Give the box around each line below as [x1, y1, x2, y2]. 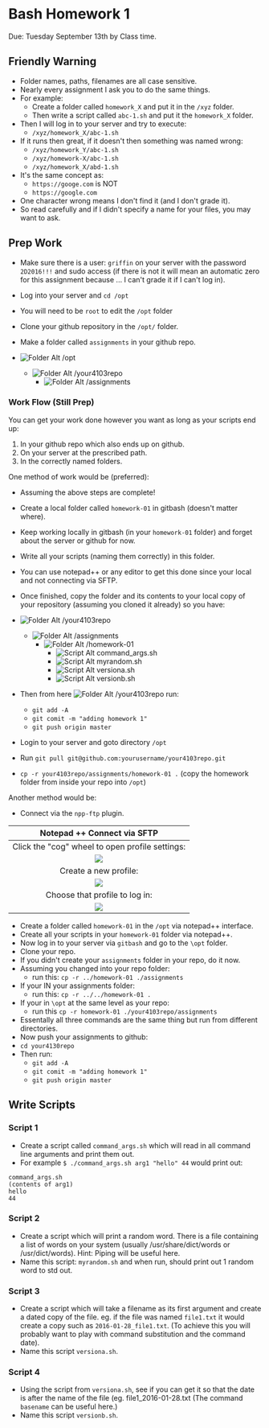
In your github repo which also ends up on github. [19, 439, 185, 449]
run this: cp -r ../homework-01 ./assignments [31, 972, 184, 981]
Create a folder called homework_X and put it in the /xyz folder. [31, 101, 234, 111]
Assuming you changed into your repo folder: [19, 963, 170, 973]
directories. [19, 1023, 59, 1033]
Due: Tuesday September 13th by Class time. [8, 31, 157, 41]
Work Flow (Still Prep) [8, 397, 95, 408]
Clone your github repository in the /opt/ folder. [19, 321, 179, 331]
